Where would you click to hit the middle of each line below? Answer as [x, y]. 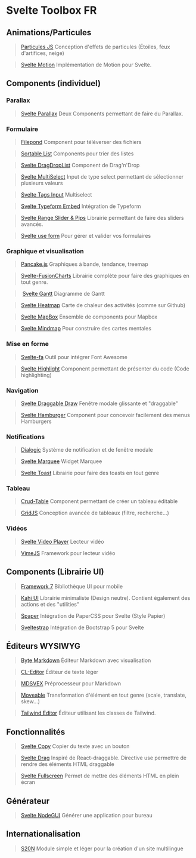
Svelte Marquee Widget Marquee [61, 461]
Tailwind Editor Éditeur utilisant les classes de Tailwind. [88, 713]
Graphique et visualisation [45, 251]
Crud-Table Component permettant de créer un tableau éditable [99, 501]
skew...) [30, 701]
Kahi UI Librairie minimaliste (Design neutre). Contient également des [105, 597]
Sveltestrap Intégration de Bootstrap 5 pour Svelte [82, 627]
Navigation [22, 390]
